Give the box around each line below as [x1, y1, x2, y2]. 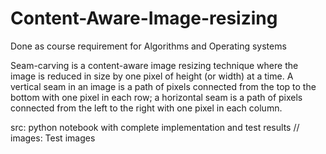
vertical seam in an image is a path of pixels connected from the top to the [10, 80, 317, 92]
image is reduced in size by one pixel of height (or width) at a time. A [10, 70, 294, 82]
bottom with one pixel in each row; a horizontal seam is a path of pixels [10, 91, 303, 103]
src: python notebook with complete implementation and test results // [10, 121, 300, 133]
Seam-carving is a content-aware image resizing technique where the [10, 59, 299, 71]
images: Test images [10, 132, 96, 144]
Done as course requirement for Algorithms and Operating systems [10, 40, 287, 52]
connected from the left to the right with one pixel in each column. [10, 102, 283, 114]
